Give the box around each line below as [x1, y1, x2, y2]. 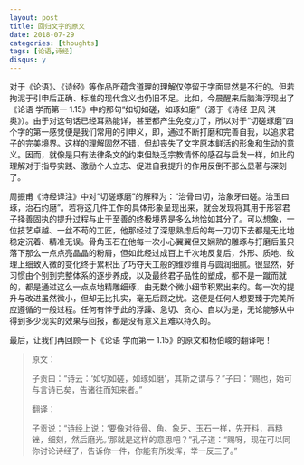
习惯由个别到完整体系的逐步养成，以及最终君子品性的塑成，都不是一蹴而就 [9, 270, 287, 280]
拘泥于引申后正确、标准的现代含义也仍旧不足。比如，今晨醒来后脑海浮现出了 [9, 92, 295, 103]
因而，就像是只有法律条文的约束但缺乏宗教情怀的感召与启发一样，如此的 [24, 149, 295, 159]
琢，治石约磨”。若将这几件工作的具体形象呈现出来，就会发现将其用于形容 [9, 203, 283, 213]
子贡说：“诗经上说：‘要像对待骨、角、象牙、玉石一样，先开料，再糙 [31, 422, 283, 433]
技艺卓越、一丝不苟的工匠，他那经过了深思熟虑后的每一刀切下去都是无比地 [16, 225, 295, 235]
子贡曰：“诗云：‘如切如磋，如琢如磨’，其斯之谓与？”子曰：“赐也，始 [31, 373, 285, 384]
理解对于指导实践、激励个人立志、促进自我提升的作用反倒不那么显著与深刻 [9, 160, 287, 171]
